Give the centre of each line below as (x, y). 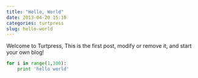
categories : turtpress (35, 23)
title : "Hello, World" (35, 12)
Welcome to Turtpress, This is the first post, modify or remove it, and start (99, 46)
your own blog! (25, 53)
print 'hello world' (43, 69)
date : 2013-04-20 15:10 (37, 18)
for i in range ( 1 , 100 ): (37, 63)
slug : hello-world (30, 29)
